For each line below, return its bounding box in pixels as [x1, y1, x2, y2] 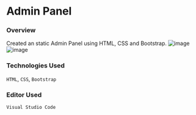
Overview [6, 26, 36, 35]
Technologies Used [6, 61, 65, 70]
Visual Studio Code [6, 105, 56, 111]
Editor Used [6, 90, 42, 99]
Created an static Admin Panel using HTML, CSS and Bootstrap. [6, 40, 167, 47]
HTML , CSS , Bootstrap [6, 75, 57, 83]
